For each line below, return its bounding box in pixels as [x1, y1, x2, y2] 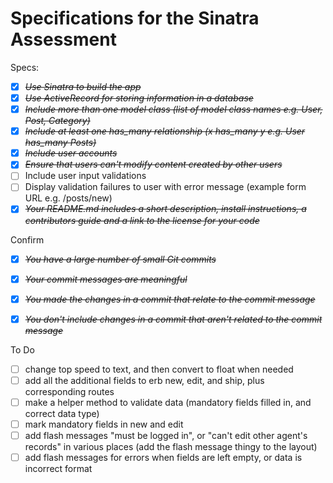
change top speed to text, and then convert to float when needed [24, 363, 294, 375]
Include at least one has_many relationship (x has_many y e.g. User [24, 125, 306, 137]
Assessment [10, 28, 117, 51]
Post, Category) [24, 115, 91, 127]
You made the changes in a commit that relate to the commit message [24, 293, 316, 305]
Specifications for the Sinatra [10, 7, 260, 30]
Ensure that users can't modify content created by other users [24, 158, 283, 171]
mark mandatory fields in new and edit [24, 418, 184, 430]
